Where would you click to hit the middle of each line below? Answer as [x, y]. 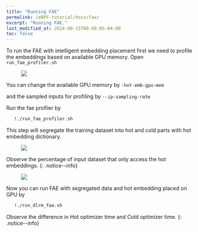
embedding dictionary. [34, 137]
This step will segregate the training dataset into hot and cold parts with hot [99, 130]
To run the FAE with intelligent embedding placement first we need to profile [99, 51]
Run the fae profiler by [34, 108]
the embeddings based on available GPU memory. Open [75, 57]
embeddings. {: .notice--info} [42, 165]
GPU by [15, 195]
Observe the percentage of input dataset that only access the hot [86, 159]
